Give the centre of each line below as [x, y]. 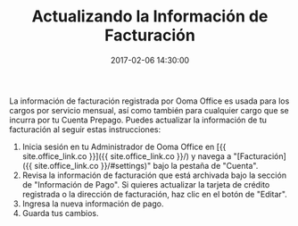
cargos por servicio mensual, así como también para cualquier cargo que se [149, 110]
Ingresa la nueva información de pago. [93, 204]
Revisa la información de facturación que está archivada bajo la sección [154, 175]
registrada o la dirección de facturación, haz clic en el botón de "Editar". [154, 194]
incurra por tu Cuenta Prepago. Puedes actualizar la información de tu [138, 120]
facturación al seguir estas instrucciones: [85, 129]
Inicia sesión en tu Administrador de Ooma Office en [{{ [124, 146]
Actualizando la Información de [150, 17]
